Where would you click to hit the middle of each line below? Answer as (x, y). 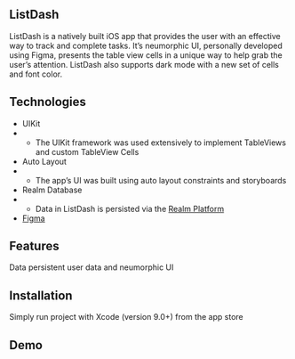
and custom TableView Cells (87, 151)
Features (34, 246)
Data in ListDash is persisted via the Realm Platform (130, 208)
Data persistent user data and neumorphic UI (92, 267)
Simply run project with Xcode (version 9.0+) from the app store (126, 317)
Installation (41, 295)
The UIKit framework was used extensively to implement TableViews (161, 143)
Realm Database (52, 190)
